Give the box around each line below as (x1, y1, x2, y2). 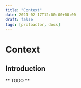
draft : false (5, 17, 33, 22)
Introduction (5, 64, 46, 73)
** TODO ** (5, 78, 30, 84)
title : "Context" (5, 7, 42, 13)
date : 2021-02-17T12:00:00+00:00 (5, 12, 76, 17)
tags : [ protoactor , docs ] (5, 21, 60, 27)
